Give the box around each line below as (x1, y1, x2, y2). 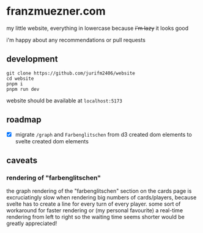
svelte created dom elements (15, 137, 89, 145)
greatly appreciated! (6, 220, 57, 227)
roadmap (6, 115, 42, 125)
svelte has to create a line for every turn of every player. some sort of (6, 200, 181, 208)
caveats (6, 156, 38, 166)
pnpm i (6, 81, 23, 87)
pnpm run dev (6, 86, 40, 92)
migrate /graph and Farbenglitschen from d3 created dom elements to (15, 131, 193, 138)
